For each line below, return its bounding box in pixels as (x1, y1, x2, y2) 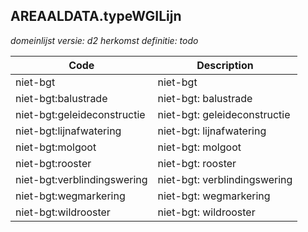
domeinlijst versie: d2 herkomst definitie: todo (10, 34, 199, 46)
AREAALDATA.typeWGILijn (10, 8, 182, 25)
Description (196, 58, 254, 72)
